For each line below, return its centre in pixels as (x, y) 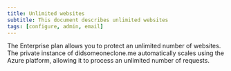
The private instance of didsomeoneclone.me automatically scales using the (116, 53)
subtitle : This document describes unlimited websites (88, 20)
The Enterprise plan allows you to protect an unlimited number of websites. (114, 46)
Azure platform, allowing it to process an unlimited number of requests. (108, 61)
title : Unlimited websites (46, 13)
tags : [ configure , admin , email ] (55, 26)
